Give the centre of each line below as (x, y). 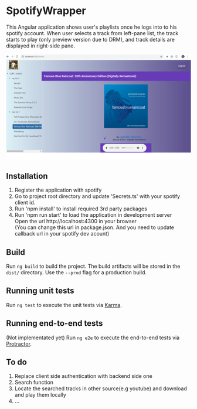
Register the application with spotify (58, 190)
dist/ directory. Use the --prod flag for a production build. (76, 272)
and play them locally (40, 395)
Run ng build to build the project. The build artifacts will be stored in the (93, 266)
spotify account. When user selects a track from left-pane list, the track (92, 33)
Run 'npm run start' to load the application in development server (93, 215)
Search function (34, 383)
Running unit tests (40, 291)
